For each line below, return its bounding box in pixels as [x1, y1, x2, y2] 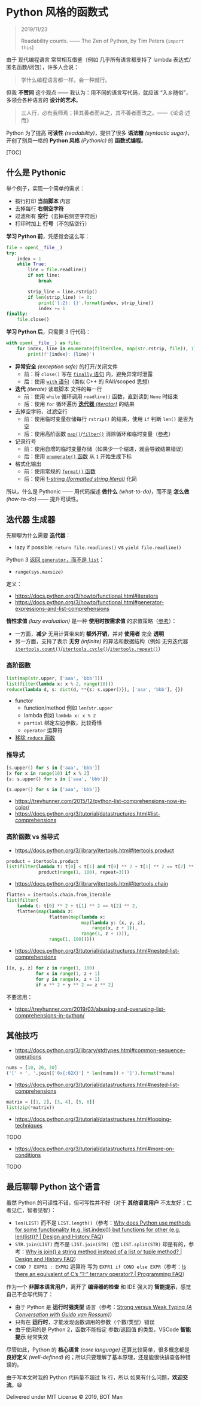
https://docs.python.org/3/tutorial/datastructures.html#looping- [14, 1115, 172, 1123]
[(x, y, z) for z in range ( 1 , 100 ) [6, 965, 95, 971]
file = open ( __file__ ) [6, 244, 63, 250]
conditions [14, 1151, 41, 1159]
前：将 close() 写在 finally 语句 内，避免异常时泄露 [23, 370, 153, 377]
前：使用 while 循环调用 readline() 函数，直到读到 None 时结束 [23, 393, 178, 400]
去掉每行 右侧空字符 [14, 205, 64, 212]
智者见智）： [26, 1206, 56, 1213]
